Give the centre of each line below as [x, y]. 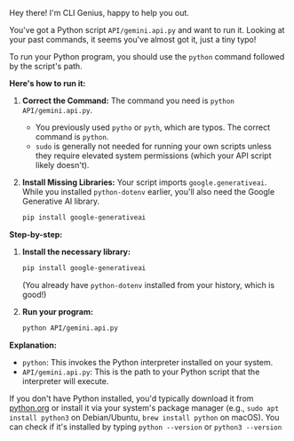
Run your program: [57, 311]
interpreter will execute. [65, 381]
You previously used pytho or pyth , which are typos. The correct [153, 127]
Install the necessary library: [76, 252]
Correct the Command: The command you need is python [128, 100]
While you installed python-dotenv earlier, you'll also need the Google [148, 192]
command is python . [72, 136]
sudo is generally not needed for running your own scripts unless [154, 146]
